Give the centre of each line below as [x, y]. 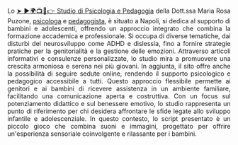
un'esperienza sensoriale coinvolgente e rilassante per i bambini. [102, 134]
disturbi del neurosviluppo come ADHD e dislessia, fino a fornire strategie [119, 43]
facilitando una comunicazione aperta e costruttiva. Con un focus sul [119, 96]
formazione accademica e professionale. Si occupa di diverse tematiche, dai [119, 36]
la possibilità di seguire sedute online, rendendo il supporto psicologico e [119, 74]
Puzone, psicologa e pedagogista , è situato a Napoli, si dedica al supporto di [119, 21]
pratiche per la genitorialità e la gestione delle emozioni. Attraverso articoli [119, 51]
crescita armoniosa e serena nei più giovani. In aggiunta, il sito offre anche [119, 66]
